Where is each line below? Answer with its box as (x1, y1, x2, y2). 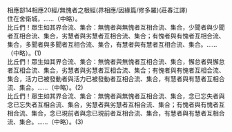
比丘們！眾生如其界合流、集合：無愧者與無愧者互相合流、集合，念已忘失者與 (7, 92, 225, 100)
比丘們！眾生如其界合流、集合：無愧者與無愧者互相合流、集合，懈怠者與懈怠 (7, 58, 225, 65)
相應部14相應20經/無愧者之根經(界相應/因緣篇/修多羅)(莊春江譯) (7, 6, 188, 14)
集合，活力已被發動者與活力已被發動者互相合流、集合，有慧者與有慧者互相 (7, 75, 219, 82)
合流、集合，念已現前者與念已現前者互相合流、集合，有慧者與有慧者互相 (12, 109, 219, 117)
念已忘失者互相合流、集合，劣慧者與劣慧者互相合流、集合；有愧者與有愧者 (7, 100, 219, 109)
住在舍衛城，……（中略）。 (7, 14, 81, 23)
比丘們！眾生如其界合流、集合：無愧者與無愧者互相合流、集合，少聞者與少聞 (7, 23, 225, 31)
